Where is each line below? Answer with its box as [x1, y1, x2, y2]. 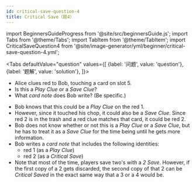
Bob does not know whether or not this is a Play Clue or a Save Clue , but [14, 122, 190, 129]
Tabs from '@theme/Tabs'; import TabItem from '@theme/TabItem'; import [6, 36, 186, 43]
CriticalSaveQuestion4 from [6, 42, 73, 49]
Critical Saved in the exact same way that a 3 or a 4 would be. [14, 171, 164, 178]
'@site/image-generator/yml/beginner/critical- [74, 42, 186, 49]
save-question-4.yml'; [6, 48, 60, 55]
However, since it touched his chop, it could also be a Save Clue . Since [14, 109, 186, 116]
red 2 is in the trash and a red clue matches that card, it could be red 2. [14, 115, 186, 122]
